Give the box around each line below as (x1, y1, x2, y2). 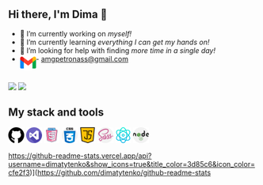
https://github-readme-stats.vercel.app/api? (8, 151, 152, 160)
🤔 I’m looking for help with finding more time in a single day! (19, 45, 216, 55)
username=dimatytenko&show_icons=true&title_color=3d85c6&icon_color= (8, 159, 256, 168)
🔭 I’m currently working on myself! (19, 28, 132, 38)
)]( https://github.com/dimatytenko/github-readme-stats (29, 168, 212, 177)
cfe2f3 (8, 168, 30, 177)
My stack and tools (8, 106, 105, 119)
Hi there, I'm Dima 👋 (8, 8, 108, 21)
